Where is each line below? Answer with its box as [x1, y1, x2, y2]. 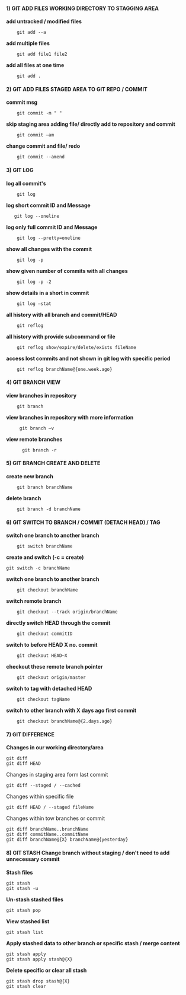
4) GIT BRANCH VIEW [6, 379, 61, 386]
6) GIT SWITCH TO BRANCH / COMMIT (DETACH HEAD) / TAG [6, 519, 161, 526]
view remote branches [6, 435, 63, 443]
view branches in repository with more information [6, 414, 134, 421]
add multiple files [6, 40, 50, 47]
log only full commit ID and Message [6, 223, 98, 231]
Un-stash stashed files [6, 896, 64, 903]
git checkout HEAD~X [17, 653, 68, 659]
